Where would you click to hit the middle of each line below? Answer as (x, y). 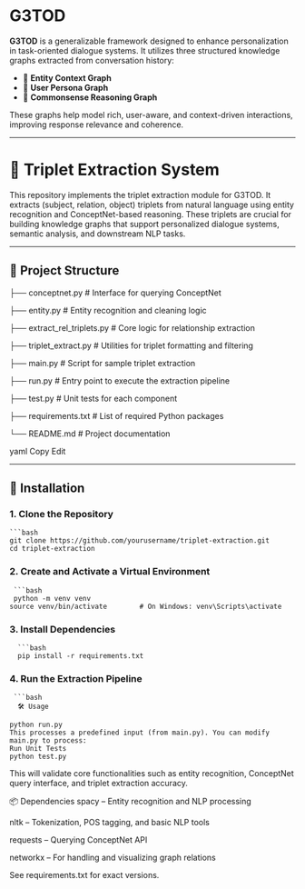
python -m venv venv (52, 598)
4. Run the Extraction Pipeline (76, 678)
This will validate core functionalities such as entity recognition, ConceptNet (152, 774)
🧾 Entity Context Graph (67, 77)
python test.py (38, 757)
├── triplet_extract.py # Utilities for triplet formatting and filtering (132, 345)
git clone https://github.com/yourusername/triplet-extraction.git (140, 541)
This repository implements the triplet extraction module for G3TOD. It (140, 195)
